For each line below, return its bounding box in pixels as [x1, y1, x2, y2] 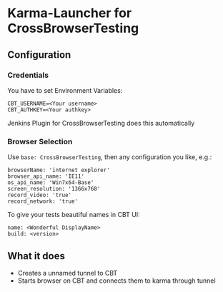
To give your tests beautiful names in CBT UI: [7, 211, 141, 219]
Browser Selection [7, 136, 73, 146]
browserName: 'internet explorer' [7, 166, 111, 174]
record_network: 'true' [7, 198, 79, 205]
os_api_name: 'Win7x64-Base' [7, 179, 94, 186]
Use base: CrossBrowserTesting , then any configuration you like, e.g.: [7, 153, 212, 161]
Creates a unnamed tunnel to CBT [17, 268, 118, 277]
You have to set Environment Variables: [7, 86, 123, 94]
